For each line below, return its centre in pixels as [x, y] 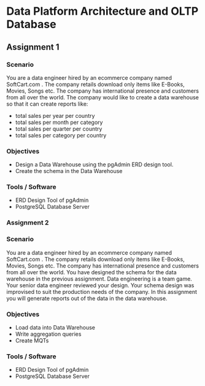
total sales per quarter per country [59, 129]
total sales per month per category [59, 122]
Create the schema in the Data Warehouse [69, 171]
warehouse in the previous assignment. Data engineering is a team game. [99, 279]
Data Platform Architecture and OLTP [102, 11]
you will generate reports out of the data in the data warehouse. [87, 298]
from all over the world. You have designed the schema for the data [91, 272]
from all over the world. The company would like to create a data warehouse [103, 97]
